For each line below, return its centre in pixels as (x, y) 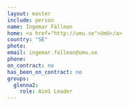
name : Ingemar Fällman (40, 26)
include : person (31, 20)
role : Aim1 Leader (46, 91)
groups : (18, 78)
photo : (17, 46)
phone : (17, 59)
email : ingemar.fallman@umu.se (52, 53)
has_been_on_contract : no (44, 72)
